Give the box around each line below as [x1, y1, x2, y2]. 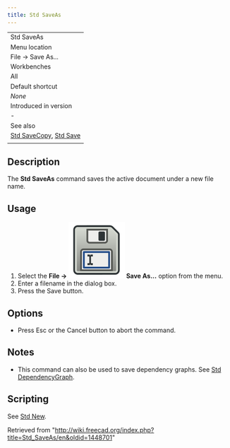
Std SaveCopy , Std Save [10, 131, 81, 139]
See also [10, 121, 36, 130]
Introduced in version [10, 102, 73, 110]
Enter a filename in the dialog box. [17, 279, 117, 288]
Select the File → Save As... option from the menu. [17, 272, 224, 281]
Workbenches [10, 62, 52, 71]
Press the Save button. [17, 287, 84, 295]
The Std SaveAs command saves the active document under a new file [7, 175, 214, 183]
